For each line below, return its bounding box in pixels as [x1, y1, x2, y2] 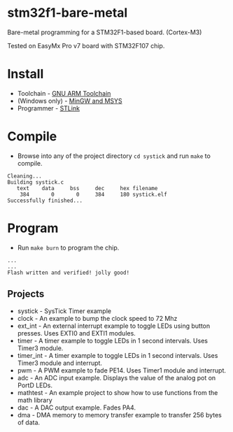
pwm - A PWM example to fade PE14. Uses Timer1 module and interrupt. [17, 366, 226, 375]
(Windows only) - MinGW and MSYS [17, 96, 122, 105]
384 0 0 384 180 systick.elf [20, 191, 168, 198]
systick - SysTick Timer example [17, 306, 112, 315]
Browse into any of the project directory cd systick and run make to [17, 152, 211, 160]
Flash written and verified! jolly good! [7, 269, 130, 276]
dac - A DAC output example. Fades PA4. [17, 403, 136, 412]
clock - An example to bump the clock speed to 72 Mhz [17, 314, 178, 322]
